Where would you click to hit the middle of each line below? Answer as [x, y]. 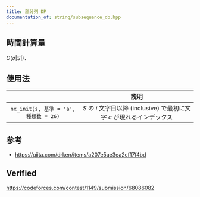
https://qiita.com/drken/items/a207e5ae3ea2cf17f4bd [80, 154]
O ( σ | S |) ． [18, 58]
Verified [21, 174]
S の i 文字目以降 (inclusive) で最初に [134, 109]
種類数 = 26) [43, 117]
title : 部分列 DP [26, 12]
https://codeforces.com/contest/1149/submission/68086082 [80, 188]
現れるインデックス [146, 117]
